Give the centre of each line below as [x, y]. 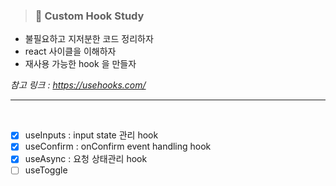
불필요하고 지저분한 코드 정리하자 [89, 39]
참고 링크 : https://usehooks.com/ [78, 85]
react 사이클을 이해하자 [70, 51]
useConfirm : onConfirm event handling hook [118, 146]
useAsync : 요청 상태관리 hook [86, 159]
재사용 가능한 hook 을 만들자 [80, 64]
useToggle [46, 170]
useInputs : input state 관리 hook [91, 135]
